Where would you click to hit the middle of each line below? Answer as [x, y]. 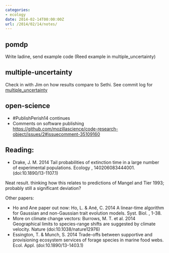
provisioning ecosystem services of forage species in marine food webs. [88, 240]
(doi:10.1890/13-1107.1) [35, 173]
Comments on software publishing [48, 123]
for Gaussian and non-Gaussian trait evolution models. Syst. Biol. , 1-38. [87, 213]
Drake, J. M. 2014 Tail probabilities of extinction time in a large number [86, 162]
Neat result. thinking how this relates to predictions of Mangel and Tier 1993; [85, 183]
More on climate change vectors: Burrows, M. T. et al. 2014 [74, 218]
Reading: [20, 150]
